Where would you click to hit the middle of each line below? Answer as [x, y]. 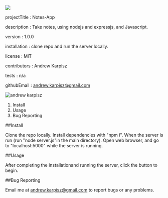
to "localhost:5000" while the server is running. [54, 145]
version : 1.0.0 [20, 37]
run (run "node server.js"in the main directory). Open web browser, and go [82, 140]
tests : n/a [16, 76]
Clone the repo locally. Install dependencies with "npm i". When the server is [84, 135]
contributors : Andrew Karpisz [36, 66]
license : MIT [19, 56]
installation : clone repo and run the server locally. [57, 46]
